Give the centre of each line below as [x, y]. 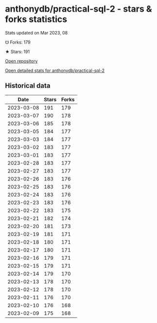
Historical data [28, 86]
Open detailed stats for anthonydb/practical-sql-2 [55, 70]
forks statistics [36, 19]
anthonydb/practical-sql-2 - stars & [78, 9]
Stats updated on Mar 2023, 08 [36, 33]
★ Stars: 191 [17, 52]
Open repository [21, 61]
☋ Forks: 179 [18, 42]
